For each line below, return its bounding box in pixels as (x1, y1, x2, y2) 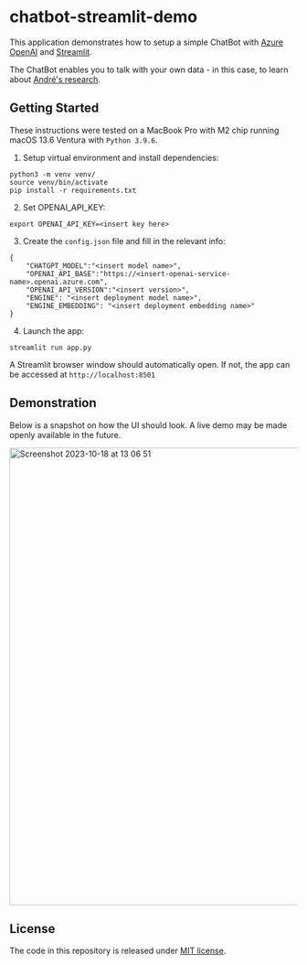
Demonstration (9, 395, 98, 411)
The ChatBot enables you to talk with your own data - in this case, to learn (9, 64, 289, 75)
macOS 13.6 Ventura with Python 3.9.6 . (9, 134, 158, 145)
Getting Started (9, 101, 100, 116)
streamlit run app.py (9, 343, 92, 352)
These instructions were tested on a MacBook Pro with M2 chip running (9, 124, 280, 135)
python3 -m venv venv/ (9, 169, 96, 179)
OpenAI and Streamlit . (9, 46, 93, 57)
